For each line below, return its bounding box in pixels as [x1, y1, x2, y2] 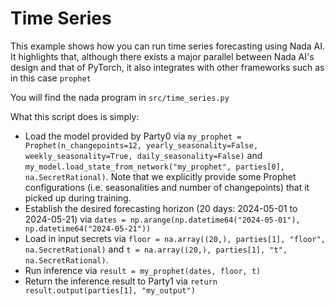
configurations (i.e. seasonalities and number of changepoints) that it [24, 181, 310, 193]
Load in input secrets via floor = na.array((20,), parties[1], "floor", [24, 232, 326, 244]
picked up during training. [24, 192, 132, 204]
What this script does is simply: [10, 110, 140, 122]
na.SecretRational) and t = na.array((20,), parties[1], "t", [24, 243, 288, 255]
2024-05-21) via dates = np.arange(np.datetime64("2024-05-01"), [24, 213, 301, 225]
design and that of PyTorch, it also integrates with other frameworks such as [10, 61, 325, 73]
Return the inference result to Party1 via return [24, 275, 218, 287]
